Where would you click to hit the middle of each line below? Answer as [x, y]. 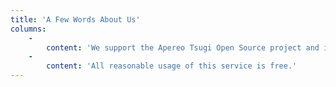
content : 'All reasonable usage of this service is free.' [172, 66]
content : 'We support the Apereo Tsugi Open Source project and [183, 47]
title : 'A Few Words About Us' [75, 19]
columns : [28, 29]
